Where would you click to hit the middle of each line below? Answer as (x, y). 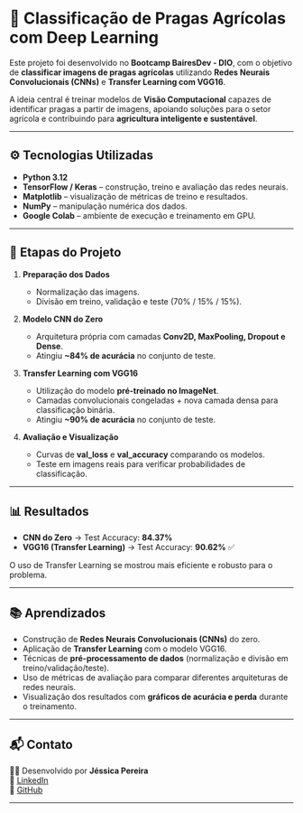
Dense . (49, 346)
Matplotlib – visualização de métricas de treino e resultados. (135, 196)
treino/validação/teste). (66, 668)
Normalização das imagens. (87, 292)
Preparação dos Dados (66, 274)
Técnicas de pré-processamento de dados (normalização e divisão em (155, 659)
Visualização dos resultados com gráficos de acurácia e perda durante (155, 697)
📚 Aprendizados (58, 613)
